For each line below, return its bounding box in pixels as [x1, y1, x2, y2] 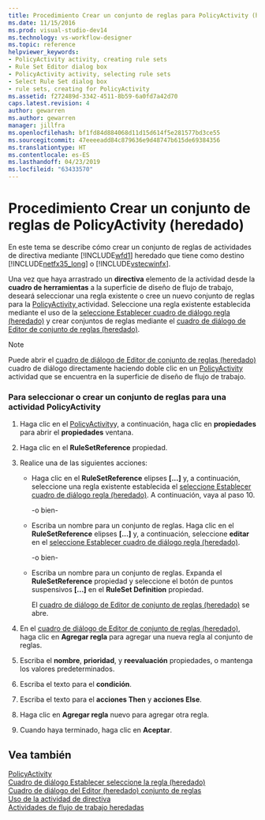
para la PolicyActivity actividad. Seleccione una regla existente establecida [8, 299, 251, 308]
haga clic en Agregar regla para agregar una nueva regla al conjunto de [19, 632, 254, 642]
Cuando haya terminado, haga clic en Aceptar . [19, 725, 172, 735]
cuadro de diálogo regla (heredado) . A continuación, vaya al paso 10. [31, 490, 256, 500]
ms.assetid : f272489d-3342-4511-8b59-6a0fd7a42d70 [8, 92, 178, 100]
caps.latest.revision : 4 [8, 99, 90, 107]
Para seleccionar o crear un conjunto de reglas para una [8, 391, 226, 402]
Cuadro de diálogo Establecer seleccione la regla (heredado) [8, 777, 206, 787]
